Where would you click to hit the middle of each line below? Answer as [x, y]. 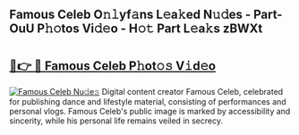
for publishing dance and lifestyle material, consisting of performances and [148, 101]
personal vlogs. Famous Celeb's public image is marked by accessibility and [150, 111]
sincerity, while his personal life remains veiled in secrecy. [116, 121]
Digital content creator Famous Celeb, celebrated [192, 92]
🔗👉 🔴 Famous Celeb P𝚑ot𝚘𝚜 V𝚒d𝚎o [113, 66]
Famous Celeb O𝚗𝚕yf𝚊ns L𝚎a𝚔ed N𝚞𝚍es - [130, 15]
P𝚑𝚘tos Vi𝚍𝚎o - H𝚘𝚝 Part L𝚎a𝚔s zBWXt [150, 29]
